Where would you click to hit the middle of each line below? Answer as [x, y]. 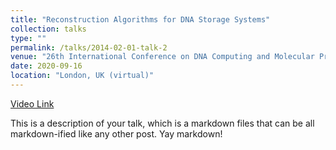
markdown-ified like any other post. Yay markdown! [116, 133]
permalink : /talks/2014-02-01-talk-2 [89, 47]
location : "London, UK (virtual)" [82, 76]
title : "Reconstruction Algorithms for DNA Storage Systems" [140, 19]
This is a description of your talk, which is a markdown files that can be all [162, 123]
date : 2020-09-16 [46, 66]
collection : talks [48, 29]
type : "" [28, 38]
